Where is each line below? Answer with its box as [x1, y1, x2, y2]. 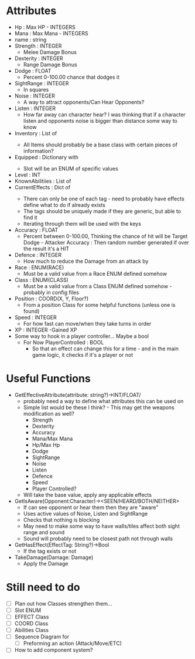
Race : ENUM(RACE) [14, 263, 64, 271]
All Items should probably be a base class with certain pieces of [23, 141, 177, 148]
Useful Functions [6, 372, 91, 386]
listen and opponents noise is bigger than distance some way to [23, 117, 177, 124]
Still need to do [6, 581, 80, 594]
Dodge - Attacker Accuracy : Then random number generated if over [23, 239, 189, 246]
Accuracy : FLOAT [14, 226, 59, 233]
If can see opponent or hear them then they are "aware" [23, 504, 159, 511]
